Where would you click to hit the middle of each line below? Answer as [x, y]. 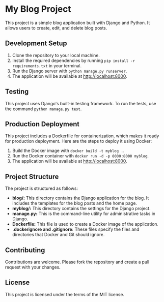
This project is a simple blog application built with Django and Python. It [78, 23]
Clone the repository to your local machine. [56, 55]
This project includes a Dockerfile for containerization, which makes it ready [82, 136]
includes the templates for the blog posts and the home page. [75, 203]
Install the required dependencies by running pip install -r [73, 60]
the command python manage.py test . [43, 109]
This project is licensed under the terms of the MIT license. [65, 294]
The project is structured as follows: [41, 188]
